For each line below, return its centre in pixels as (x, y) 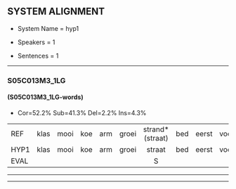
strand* (156, 129)
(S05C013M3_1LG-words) (45, 97)
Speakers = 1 (36, 42)
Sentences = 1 (38, 56)
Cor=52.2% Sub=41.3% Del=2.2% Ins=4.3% (82, 112)
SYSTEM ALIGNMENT (56, 12)
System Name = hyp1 (48, 28)
